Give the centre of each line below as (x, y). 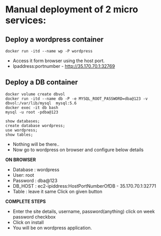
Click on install (28, 222)
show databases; (23, 121)
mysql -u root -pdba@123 (32, 112)
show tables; (19, 135)
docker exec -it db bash (32, 107)
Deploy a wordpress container (55, 39)
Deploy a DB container (42, 83)
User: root (23, 175)
